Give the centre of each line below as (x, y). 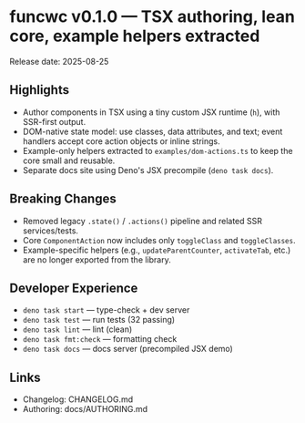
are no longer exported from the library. (97, 259)
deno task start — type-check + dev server (106, 310)
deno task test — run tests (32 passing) (99, 320)
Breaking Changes (63, 199)
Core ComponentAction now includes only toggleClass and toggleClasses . (159, 240)
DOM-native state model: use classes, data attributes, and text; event (152, 131)
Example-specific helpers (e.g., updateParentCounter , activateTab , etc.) (157, 250)
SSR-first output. (54, 121)
